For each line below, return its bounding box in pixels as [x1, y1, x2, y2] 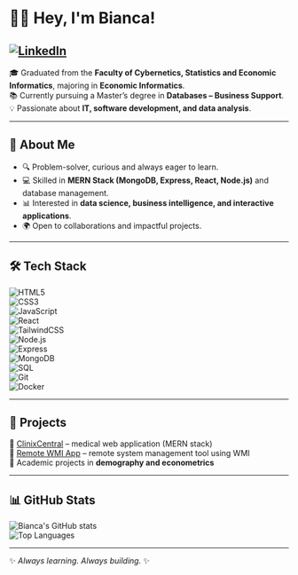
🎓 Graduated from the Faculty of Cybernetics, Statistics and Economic [9, 67, 277, 78]
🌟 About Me [9, 138, 75, 153]
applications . [21, 210, 72, 221]
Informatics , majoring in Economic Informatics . [9, 80, 185, 91]
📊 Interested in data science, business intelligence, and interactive [21, 197, 274, 208]
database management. [21, 187, 109, 198]
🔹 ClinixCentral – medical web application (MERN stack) [9, 438, 213, 449]
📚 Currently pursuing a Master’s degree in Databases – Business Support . [9, 91, 285, 100]
